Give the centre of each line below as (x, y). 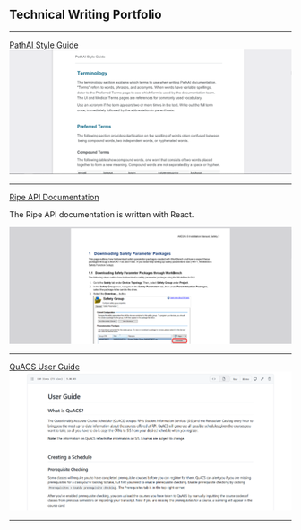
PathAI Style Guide (44, 45)
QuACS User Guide (45, 367)
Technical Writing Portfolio (86, 15)
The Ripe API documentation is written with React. (102, 214)
